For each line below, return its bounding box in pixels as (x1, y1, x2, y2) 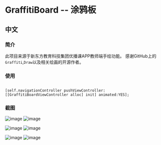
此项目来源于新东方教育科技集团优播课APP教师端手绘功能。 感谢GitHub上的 (5, 53, 157, 59)
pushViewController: (64, 88, 106, 93)
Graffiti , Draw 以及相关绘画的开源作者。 (5, 59, 84, 65)
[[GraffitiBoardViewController (5, 92, 69, 97)
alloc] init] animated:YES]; (70, 92, 130, 97)
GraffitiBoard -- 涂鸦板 (5, 4, 96, 16)
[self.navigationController (5, 88, 62, 93)
